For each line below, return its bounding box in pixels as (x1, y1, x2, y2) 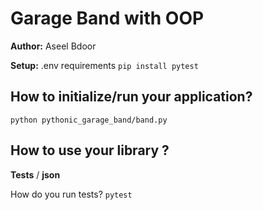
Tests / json (10, 168, 61, 181)
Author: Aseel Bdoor (10, 40, 97, 52)
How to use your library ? (10, 142, 170, 159)
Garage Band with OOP (10, 7, 205, 30)
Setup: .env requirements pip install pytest (10, 59, 199, 71)
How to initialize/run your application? (10, 88, 253, 106)
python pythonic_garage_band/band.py (10, 115, 168, 125)
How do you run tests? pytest (10, 188, 133, 200)
